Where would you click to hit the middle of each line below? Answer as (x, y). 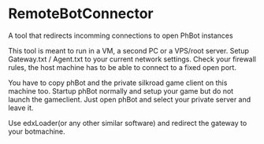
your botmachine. (37, 131)
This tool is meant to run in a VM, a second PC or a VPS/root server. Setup (129, 50)
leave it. (21, 108)
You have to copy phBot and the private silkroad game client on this (118, 83)
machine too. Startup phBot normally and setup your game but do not (121, 90)
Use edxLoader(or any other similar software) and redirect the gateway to (128, 123)
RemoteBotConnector (81, 14)
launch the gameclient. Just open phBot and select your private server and (130, 99)
